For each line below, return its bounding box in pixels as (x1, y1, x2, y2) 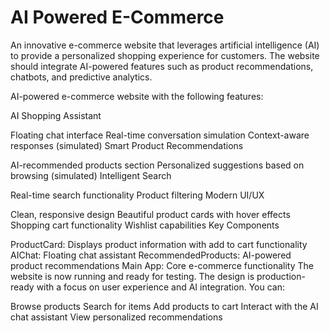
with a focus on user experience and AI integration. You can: (36, 281, 285, 293)
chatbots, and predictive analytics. (10, 71, 153, 83)
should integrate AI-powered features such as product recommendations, (10, 60, 314, 72)
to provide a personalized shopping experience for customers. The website (10, 49, 320, 61)
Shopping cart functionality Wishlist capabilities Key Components (10, 219, 280, 231)
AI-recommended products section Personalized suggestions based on (10, 159, 305, 171)
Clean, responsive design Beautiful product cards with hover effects (10, 208, 291, 220)
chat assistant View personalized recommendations (10, 311, 223, 323)
